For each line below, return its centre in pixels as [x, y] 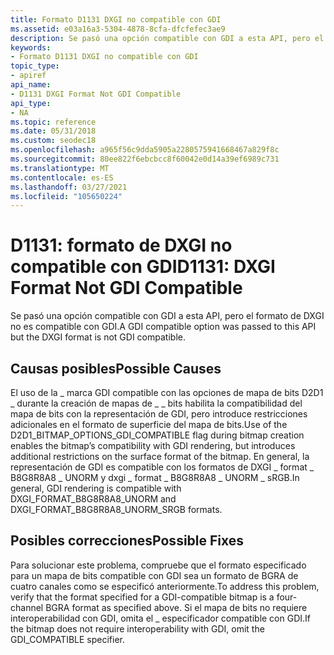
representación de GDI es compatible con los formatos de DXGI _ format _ [162, 467]
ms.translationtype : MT [60, 168]
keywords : [31, 47]
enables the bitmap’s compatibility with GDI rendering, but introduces [153, 445]
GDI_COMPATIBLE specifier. [67, 639]
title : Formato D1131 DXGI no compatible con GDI [116, 19]
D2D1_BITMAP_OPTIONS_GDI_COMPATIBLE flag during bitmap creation [157, 435]
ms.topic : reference [53, 122]
